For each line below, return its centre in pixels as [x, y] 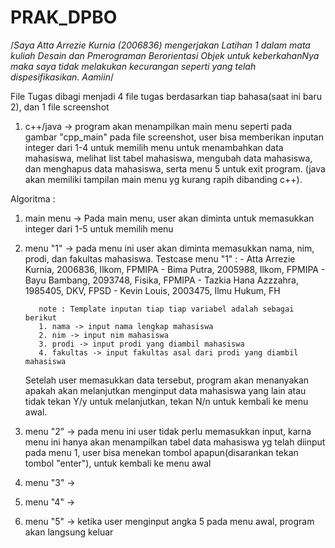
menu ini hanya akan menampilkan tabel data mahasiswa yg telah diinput [175, 442]
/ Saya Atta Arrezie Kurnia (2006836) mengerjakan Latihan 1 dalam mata [160, 45]
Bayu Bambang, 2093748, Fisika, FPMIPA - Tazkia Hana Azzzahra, [161, 280]
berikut [40, 317]
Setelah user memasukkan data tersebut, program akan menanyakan [167, 380]
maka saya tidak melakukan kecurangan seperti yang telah [133, 66]
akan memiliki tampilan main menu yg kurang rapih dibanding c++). [163, 179]
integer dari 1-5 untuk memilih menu [99, 228]
